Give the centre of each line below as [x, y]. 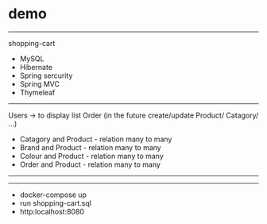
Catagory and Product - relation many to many [96, 139]
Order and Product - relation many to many [90, 164]
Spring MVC [40, 83]
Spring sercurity [46, 75]
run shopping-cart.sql [55, 203]
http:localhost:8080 [52, 211]
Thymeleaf [37, 92]
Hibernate [36, 67]
